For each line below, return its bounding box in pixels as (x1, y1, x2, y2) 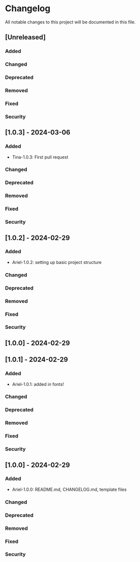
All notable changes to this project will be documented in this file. (5, 19, 136, 25)
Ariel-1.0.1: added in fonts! (12, 381, 64, 387)
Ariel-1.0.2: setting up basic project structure (12, 259, 102, 265)
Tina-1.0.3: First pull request (12, 154, 69, 160)
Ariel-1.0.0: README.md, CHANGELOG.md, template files (12, 486, 127, 492)
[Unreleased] (5, 33, 46, 41)
